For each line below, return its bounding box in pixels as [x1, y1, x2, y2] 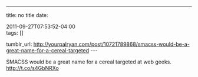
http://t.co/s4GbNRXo [6, 65, 59, 71]
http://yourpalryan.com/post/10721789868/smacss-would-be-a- [33, 41, 190, 48]
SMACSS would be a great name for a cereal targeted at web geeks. [6, 58, 172, 65]
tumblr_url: [6, 41, 32, 48]
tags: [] [6, 29, 24, 36]
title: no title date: [6, 12, 48, 18]
